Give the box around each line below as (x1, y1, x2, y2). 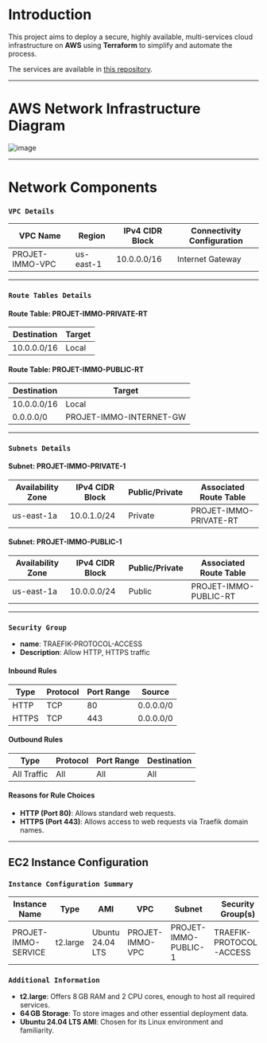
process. (8, 49, 37, 58)
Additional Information (8, 975, 101, 985)
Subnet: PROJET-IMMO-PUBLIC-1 (8, 537, 122, 547)
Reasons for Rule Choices (8, 790, 95, 800)
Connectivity (190, 225, 242, 237)
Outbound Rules (8, 735, 64, 744)
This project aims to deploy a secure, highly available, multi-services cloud (8, 32, 253, 41)
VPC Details (8, 206, 55, 216)
